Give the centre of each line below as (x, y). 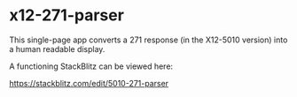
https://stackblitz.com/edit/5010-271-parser (89, 83)
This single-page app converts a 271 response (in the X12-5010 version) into (148, 40)
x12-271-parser (66, 15)
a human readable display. (57, 48)
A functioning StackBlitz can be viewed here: (91, 66)
